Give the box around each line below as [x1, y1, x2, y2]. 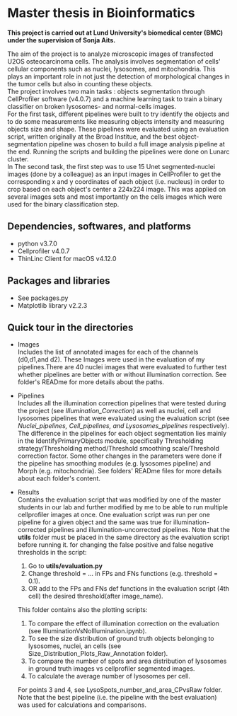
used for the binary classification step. [7, 200, 120, 208]
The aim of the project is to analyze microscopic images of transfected [7, 50, 214, 58]
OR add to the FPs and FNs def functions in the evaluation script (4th [28, 584, 230, 593]
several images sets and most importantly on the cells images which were [7, 192, 223, 201]
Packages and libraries [7, 275, 110, 287]
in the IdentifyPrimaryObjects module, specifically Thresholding [17, 437, 204, 445]
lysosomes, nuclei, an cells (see [28, 642, 122, 650]
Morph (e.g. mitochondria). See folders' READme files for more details [17, 467, 222, 475]
